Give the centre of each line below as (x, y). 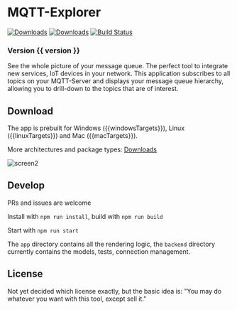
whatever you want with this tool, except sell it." (77, 299)
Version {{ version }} (44, 50)
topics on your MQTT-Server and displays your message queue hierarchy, (116, 81)
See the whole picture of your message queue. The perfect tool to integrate (118, 66)
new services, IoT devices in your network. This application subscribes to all (119, 74)
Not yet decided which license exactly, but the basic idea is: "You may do (115, 291)
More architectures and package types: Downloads (82, 149)
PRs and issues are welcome (49, 203)
